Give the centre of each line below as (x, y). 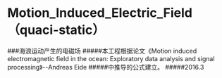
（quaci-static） (56, 30)
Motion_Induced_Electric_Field (100, 13)
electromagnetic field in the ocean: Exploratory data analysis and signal (111, 58)
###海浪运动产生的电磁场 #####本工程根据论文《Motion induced (102, 51)
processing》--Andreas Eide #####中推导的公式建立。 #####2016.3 (106, 67)
